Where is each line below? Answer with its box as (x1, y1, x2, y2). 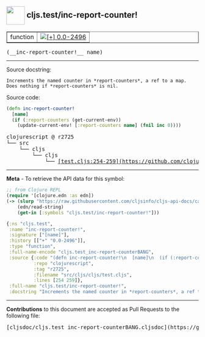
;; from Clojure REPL (6, 187, 62, 193)
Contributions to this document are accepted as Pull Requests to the (6, 306, 180, 313)
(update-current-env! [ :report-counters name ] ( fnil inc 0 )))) (17, 123, 182, 129)
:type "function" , (9, 244, 56, 250)
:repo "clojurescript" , (33, 260, 95, 266)
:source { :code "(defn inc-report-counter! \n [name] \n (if (9, 255, 168, 261)
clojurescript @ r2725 (6, 134, 74, 140)
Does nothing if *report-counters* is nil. (6, 83, 119, 89)
